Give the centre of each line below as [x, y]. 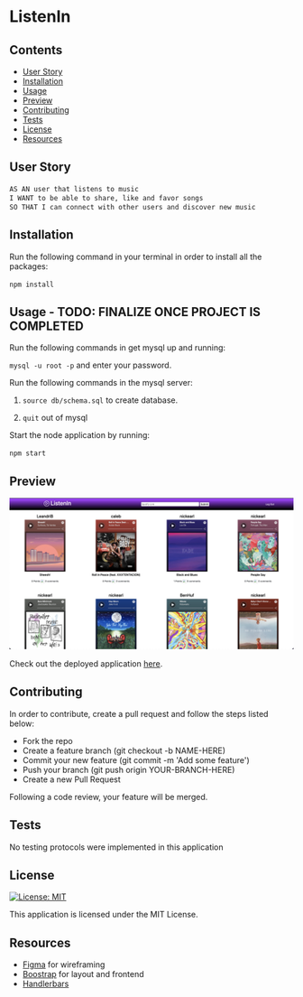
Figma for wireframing [64, 964]
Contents [36, 50]
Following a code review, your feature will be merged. [109, 797]
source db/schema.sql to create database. [100, 400]
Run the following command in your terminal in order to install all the [136, 256]
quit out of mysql [55, 418]
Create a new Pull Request [72, 779]
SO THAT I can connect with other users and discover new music [133, 207]
